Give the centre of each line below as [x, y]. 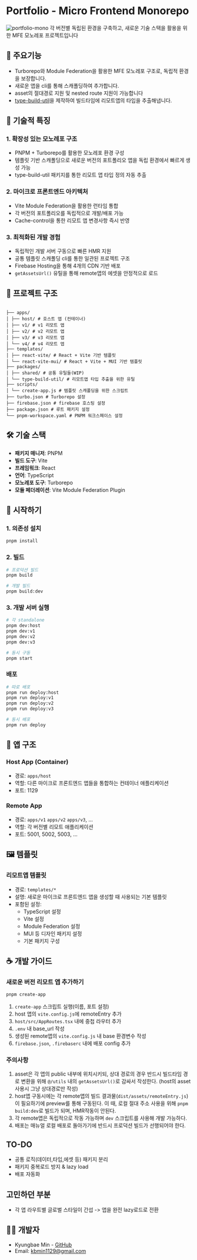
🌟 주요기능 [24, 56]
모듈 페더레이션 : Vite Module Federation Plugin [70, 490]
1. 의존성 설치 [24, 528]
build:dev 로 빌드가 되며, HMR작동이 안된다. [65, 1111]
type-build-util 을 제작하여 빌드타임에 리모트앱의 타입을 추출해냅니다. [93, 100]
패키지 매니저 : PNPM [39, 453]
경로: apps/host [33, 775]
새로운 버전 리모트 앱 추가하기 [45, 982]
